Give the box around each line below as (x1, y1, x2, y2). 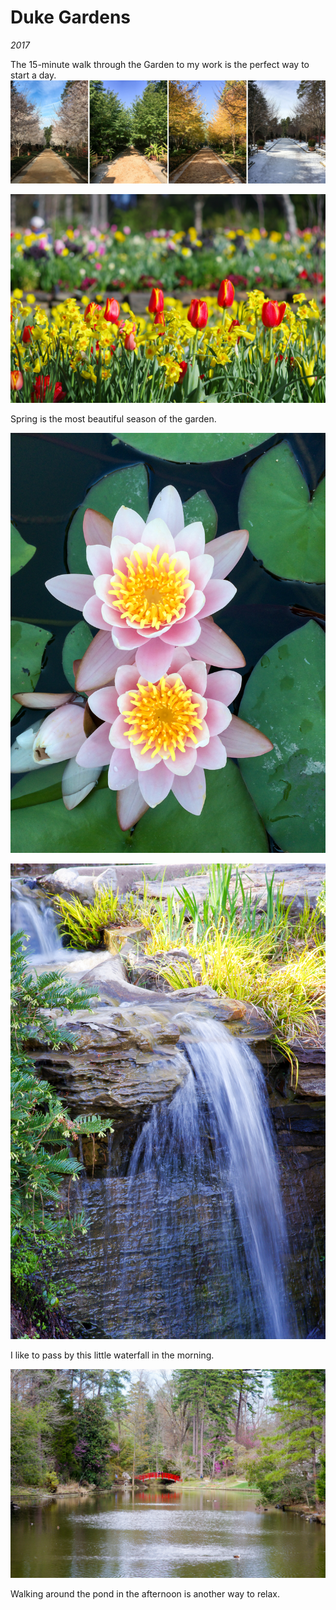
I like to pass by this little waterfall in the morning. (10, 1349, 215, 1361)
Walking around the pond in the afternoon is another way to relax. (10, 1587, 281, 1600)
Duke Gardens (10, 6, 132, 29)
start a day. (10, 69, 57, 81)
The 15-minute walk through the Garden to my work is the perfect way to (10, 58, 310, 70)
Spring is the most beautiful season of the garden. (10, 413, 217, 425)
